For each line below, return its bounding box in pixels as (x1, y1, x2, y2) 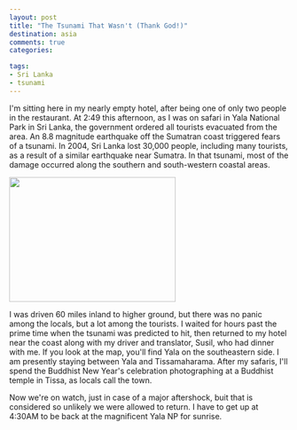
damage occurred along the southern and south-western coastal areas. (9, 159, 270, 169)
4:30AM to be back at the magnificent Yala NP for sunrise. (9, 410, 223, 421)
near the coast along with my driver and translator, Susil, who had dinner (9, 337, 275, 348)
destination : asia (9, 29, 77, 38)
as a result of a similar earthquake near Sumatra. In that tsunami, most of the (9, 150, 289, 160)
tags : (9, 62, 29, 71)
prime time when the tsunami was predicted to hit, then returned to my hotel (9, 327, 287, 338)
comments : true (9, 37, 66, 47)
